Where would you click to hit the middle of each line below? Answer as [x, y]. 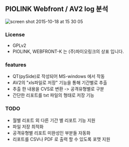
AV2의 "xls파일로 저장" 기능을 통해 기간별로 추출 [60, 83]
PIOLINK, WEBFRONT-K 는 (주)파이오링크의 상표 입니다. [68, 51]
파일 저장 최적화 [28, 126]
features [16, 65]
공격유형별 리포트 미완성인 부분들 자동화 [51, 133]
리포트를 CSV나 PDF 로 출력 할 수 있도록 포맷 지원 [61, 139]
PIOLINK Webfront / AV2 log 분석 [57, 9]
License [15, 34]
